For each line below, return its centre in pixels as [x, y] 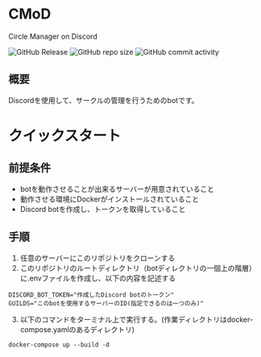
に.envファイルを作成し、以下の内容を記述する [97, 278]
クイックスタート [65, 136]
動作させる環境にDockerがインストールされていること [110, 199]
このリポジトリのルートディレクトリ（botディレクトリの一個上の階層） [138, 268]
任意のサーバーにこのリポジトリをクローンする [97, 258]
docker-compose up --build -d [59, 345]
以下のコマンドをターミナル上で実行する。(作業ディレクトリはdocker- [137, 319]
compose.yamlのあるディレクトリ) [77, 329]
